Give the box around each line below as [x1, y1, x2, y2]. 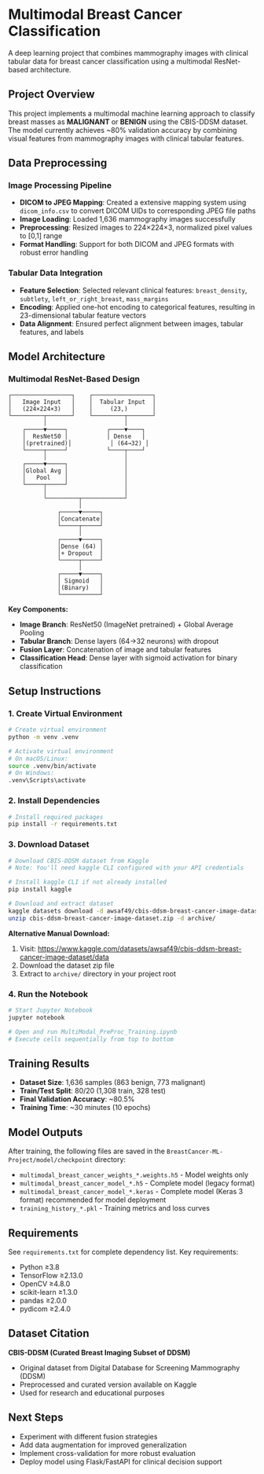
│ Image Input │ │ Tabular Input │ [8, 399, 156, 406]
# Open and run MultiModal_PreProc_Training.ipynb [8, 1027, 178, 1035]
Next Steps [8, 1411, 64, 1424]
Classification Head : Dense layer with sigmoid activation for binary [19, 653, 238, 663]
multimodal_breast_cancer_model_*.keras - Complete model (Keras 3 [19, 1187, 244, 1196]
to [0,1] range [19, 231, 63, 241]
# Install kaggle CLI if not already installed [8, 878, 167, 886]
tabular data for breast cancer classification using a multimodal [8, 57, 213, 66]
